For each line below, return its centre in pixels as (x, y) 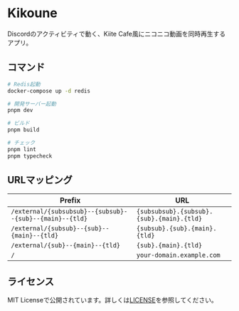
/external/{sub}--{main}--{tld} (66, 245)
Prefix (70, 200)
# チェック (21, 143)
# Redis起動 (24, 84)
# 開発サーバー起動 (32, 104)
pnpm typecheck (30, 156)
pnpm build (23, 130)
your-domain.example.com (178, 255)
